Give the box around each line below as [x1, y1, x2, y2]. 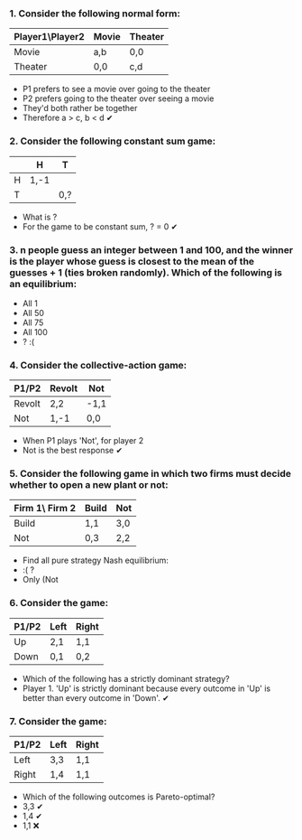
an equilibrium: [9, 277, 78, 290]
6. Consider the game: [9, 597, 109, 610]
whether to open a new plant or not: [9, 479, 169, 491]
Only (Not [22, 574, 59, 585]
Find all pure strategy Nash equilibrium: [22, 555, 169, 566]
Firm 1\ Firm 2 [14, 502, 77, 515]
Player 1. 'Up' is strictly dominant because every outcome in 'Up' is [22, 683, 271, 694]
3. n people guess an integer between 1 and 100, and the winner [9, 243, 294, 256]
